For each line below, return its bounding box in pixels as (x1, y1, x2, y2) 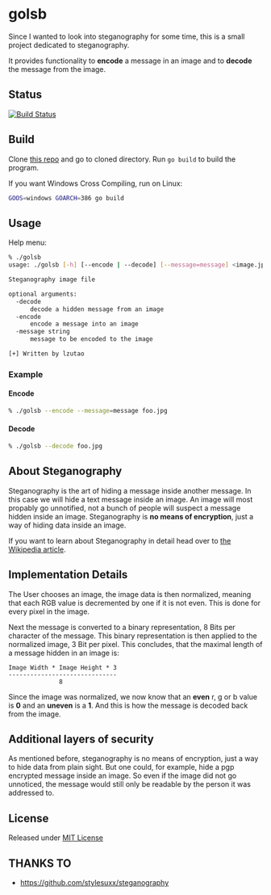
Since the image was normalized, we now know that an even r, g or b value (8, 691, 258, 701)
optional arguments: (8, 290, 78, 298)
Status (8, 88, 43, 102)
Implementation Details (8, 568, 128, 582)
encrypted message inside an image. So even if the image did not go (8, 771, 237, 780)
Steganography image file (8, 275, 95, 284)
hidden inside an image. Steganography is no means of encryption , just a (8, 511, 254, 521)
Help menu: (8, 237, 47, 247)
